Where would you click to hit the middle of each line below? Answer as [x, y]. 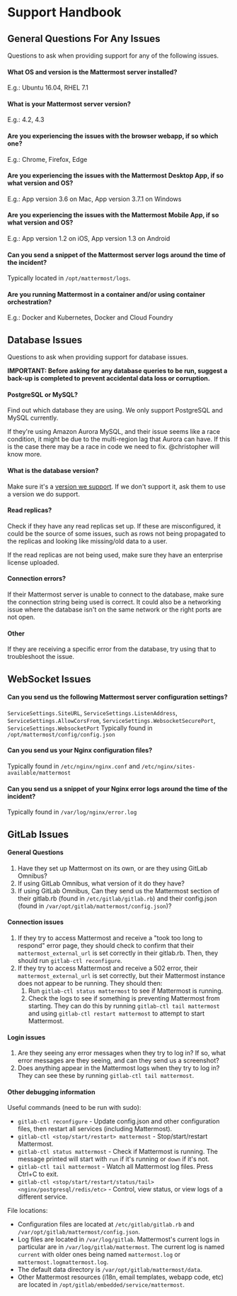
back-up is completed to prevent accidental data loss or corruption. [109, 379]
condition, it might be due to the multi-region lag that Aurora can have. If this [119, 439]
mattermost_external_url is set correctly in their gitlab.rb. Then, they [118, 953]
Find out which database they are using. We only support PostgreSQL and [115, 410]
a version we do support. [44, 494]
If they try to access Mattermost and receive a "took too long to [110, 938]
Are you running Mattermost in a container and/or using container [106, 294]
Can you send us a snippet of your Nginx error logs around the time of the [117, 788]
